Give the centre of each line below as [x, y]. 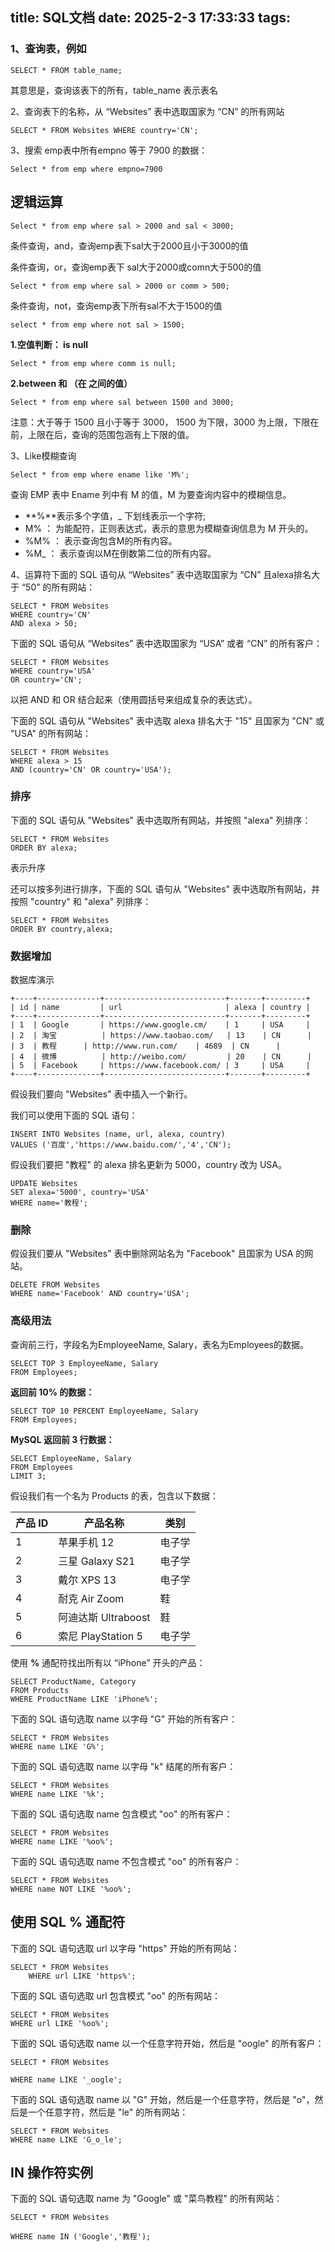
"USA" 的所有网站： [51, 733]
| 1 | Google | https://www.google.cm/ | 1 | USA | [160, 1025]
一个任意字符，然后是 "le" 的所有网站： [108, 2112]
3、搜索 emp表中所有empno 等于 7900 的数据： [109, 150]
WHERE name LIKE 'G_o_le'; [66, 2139]
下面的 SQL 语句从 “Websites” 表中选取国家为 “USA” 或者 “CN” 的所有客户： [166, 643]
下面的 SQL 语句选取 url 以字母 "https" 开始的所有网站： [125, 1948]
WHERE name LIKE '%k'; [57, 1794]
